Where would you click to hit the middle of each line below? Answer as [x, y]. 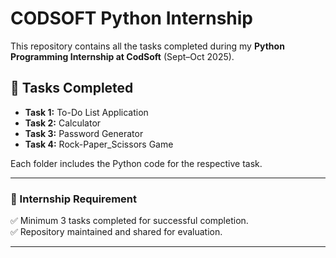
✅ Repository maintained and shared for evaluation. [116, 232]
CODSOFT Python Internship [131, 18]
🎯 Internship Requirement [73, 199]
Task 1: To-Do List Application [86, 112]
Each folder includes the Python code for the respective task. [136, 163]
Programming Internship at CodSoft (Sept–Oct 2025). [122, 56]
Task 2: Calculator [63, 123]
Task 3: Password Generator [84, 133]
